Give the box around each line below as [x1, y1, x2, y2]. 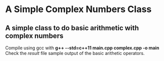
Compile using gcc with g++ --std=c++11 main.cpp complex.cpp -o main [5, 45, 159, 51]
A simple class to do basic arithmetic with [5, 24, 139, 32]
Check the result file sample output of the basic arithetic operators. [5, 50, 145, 56]
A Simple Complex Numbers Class [5, 4, 152, 15]
